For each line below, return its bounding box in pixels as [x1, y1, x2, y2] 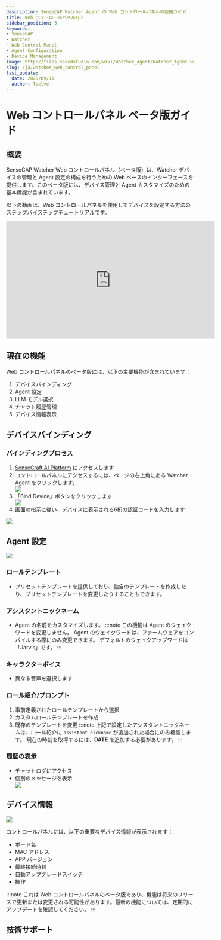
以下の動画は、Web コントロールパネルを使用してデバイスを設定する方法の [6, 202, 191, 208]
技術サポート [6, 925, 54, 935]
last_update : [6, 70, 39, 76]
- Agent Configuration [6, 48, 63, 54]
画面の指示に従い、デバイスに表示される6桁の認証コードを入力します [14, 506, 186, 513]
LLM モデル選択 [14, 395, 54, 402]
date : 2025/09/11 [11, 75, 55, 81]
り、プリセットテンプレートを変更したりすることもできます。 [14, 590, 166, 597]
